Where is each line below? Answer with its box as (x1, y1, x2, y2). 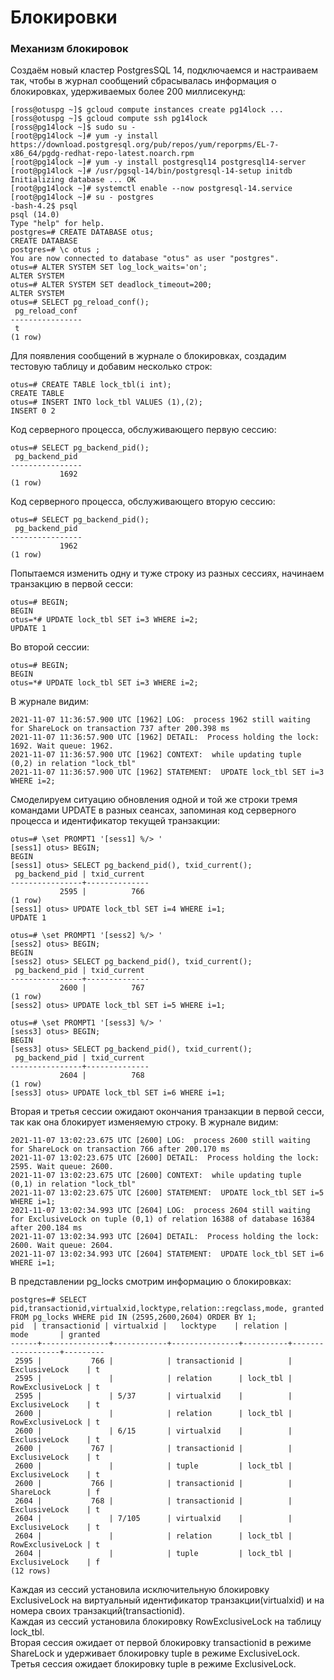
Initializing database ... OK (10, 175, 137, 185)
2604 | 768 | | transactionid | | (14, 1496, 293, 1506)
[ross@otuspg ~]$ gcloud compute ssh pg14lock (10, 114, 208, 124)
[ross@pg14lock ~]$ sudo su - (10, 122, 137, 133)
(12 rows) (10, 1566, 52, 1576)
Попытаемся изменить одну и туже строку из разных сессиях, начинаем (10, 567, 325, 580)
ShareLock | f (10, 1487, 101, 1498)
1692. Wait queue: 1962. (10, 741, 114, 751)
